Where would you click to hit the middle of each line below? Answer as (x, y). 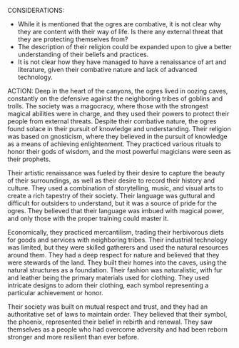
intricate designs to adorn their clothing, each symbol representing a (108, 285)
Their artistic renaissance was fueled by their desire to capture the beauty (116, 173)
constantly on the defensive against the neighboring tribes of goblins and (115, 98)
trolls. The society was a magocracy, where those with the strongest (108, 106)
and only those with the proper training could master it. (88, 218)
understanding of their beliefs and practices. (83, 54)
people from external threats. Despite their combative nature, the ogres (112, 121)
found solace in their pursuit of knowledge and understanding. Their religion (119, 129)
